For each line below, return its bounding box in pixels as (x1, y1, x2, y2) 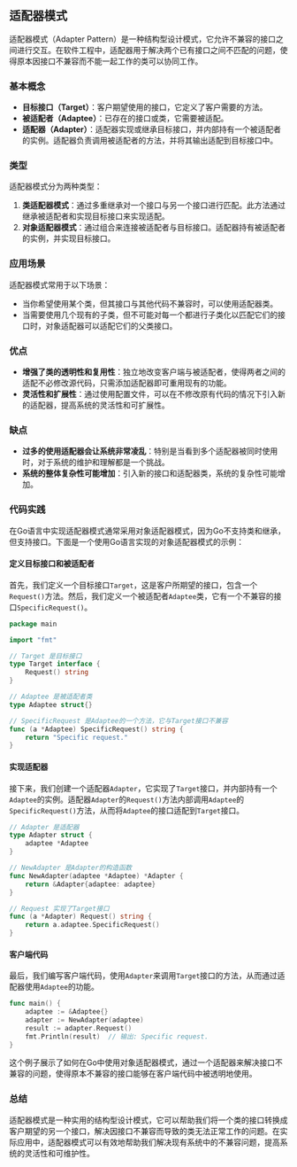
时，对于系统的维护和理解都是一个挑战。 (21, 457, 170, 468)
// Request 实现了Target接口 (9, 904, 110, 913)
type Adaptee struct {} (9, 700, 93, 709)
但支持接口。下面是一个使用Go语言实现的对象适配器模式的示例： (9, 536, 245, 547)
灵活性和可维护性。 (24, 1148, 95, 1158)
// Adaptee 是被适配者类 (9, 692, 93, 702)
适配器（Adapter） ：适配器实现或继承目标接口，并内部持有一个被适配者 (21, 124, 281, 135)
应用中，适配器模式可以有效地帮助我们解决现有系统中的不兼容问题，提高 (16, 1137, 280, 1148)
